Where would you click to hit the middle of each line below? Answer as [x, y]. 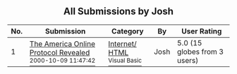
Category [128, 31]
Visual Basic [125, 60]
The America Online [62, 43]
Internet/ [123, 43]
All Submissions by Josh [119, 12]
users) [188, 60]
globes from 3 [201, 52]
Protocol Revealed [60, 52]
